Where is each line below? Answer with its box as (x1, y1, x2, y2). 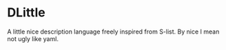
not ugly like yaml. (7, 34, 59, 42)
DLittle (7, 5, 46, 21)
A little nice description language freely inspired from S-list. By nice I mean (7, 27, 220, 36)
